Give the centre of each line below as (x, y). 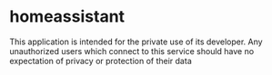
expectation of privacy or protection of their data (101, 61)
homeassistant (67, 17)
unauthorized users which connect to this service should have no (132, 51)
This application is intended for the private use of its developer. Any (136, 42)
